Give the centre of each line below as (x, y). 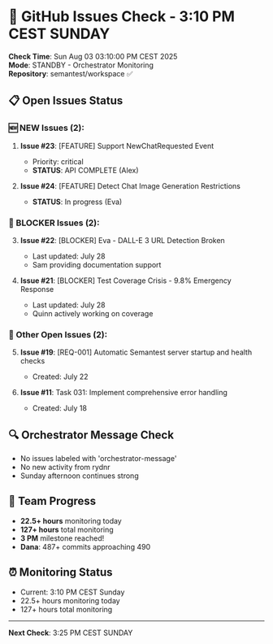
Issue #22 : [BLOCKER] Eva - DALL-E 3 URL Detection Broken (122, 240)
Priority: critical (58, 161)
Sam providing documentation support (97, 264)
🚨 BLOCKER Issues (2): (54, 223)
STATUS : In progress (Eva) (77, 202)
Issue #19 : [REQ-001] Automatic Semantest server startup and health (136, 352)
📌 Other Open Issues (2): (58, 334)
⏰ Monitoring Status (61, 572)
